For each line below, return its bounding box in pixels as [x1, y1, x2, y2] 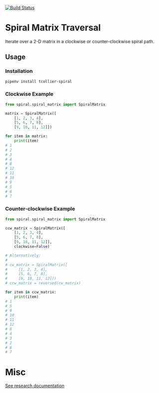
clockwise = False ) [14, 244, 50, 249]
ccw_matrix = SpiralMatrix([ [5, 226, 66, 231]
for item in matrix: [5, 134, 48, 139]
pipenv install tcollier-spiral [5, 79, 72, 84]
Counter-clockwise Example [5, 205, 76, 212]
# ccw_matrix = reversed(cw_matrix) [5, 281, 81, 286]
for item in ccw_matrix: [5, 290, 57, 295]
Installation [5, 67, 33, 74]
